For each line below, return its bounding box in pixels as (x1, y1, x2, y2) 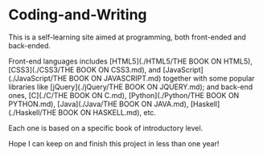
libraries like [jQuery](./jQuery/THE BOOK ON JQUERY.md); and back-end (8, 82, 253, 92)
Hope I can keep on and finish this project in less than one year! (8, 138, 220, 148)
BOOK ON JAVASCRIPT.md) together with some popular (68, 73, 255, 83)
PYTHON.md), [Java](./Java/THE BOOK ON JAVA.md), (8, 99, 189, 109)
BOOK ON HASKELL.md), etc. (57, 107, 157, 117)
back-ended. (8, 40, 51, 50)
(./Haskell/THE (8, 107, 57, 117)
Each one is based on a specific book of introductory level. (8, 123, 203, 133)
